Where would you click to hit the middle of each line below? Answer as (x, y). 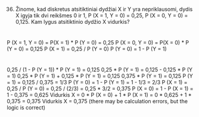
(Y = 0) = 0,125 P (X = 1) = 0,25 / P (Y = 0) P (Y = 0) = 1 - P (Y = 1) (87, 49)
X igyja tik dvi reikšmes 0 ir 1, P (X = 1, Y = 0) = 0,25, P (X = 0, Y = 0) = (102, 15)
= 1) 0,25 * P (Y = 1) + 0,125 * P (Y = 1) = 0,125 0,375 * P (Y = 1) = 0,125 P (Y (100, 76)
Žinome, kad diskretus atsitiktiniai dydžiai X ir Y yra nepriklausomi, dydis (104, 9)
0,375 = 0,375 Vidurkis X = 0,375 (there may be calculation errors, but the (97, 102)
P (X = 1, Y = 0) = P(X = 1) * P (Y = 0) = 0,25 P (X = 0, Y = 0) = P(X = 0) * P (98, 43)
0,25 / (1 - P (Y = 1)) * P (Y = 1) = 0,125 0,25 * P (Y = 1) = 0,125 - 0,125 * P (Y (100, 70)
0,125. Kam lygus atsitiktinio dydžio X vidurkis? (72, 22)
